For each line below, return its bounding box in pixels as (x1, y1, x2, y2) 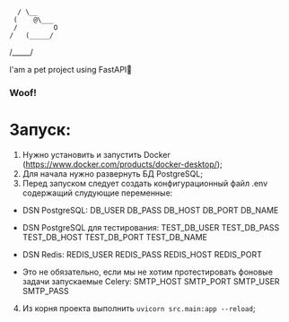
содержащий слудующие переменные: (22, 187, 173, 198)
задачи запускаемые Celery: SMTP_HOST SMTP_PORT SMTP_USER (22, 275, 280, 286)
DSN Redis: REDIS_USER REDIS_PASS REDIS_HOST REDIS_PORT (22, 248, 263, 259)
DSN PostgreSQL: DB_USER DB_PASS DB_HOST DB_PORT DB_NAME (22, 205, 279, 215)
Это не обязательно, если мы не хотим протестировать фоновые (22, 266, 274, 277)
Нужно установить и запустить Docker (22, 149, 171, 160)
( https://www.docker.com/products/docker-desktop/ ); (22, 159, 223, 170)
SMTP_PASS (22, 285, 69, 296)
